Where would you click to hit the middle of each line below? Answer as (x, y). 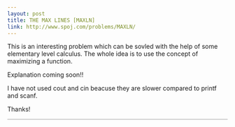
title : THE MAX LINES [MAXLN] (51, 20)
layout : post (26, 14)
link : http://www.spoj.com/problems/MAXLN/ (72, 27)
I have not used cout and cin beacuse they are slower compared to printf (112, 89)
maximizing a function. (40, 61)
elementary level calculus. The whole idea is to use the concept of (103, 54)
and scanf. (22, 96)
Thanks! (19, 110)
